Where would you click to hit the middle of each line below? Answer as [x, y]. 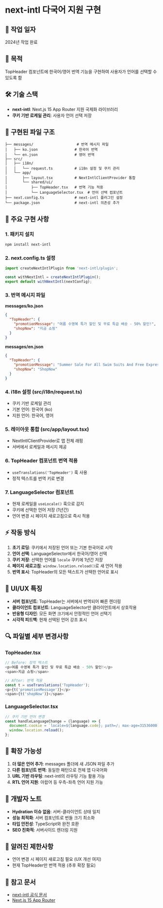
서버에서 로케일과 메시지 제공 [39, 447]
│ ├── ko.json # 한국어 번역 [51, 150]
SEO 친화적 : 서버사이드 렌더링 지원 [45, 830]
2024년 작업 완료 [21, 42]
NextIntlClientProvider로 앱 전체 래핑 [48, 441]
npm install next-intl [28, 245]
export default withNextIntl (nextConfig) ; [49, 282]
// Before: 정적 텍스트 [26, 663]
